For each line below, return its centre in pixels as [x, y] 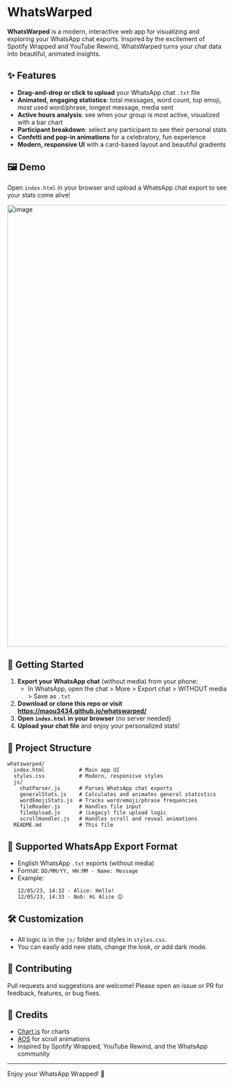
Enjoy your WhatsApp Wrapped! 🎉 [56, 1074]
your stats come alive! [39, 195]
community [33, 1054]
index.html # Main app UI [67, 770]
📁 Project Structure [49, 748]
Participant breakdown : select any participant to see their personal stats [122, 129]
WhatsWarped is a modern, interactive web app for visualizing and [103, 31]
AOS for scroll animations [54, 1039]
